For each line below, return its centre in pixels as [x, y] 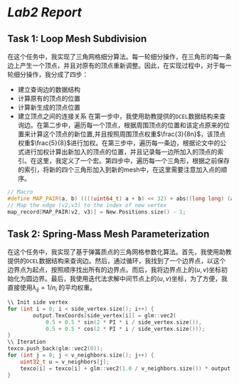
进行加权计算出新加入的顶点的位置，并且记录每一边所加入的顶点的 [121, 152]
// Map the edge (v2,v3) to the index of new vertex [87, 205]
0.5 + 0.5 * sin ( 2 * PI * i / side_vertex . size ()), [123, 322]
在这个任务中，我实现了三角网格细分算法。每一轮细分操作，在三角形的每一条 [119, 57]
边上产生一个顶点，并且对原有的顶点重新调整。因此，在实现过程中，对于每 [116, 65]
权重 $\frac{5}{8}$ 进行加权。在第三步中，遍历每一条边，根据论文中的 [119, 143]
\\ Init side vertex [38, 302]
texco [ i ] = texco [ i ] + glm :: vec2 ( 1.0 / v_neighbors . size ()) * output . [127, 368]
